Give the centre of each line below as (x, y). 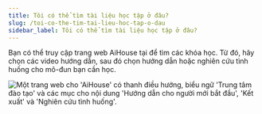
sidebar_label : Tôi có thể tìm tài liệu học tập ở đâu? (103, 30)
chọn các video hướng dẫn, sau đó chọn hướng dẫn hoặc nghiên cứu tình (128, 61)
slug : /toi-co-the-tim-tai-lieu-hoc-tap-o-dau (87, 23)
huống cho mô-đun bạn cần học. (63, 70)
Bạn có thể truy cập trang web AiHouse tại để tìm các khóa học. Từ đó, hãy (131, 53)
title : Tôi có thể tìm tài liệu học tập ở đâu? (89, 15)
